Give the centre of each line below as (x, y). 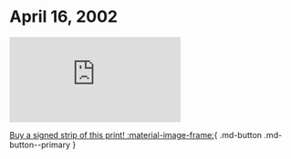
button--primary (40, 144)
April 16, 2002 (64, 17)
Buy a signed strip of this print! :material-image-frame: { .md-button (136, 134)
